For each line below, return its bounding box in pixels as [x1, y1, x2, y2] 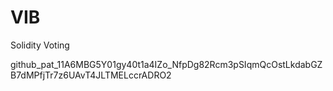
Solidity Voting [10, 39, 70, 51]
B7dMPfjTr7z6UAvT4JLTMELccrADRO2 [10, 69, 172, 81]
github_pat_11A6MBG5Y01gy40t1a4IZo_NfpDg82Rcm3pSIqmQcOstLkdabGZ [10, 58, 323, 70]
